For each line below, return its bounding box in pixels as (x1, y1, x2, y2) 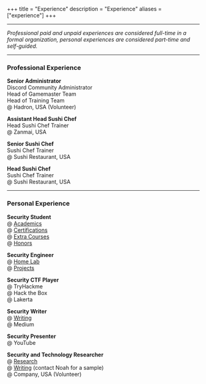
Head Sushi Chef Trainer (7, 122, 69, 129)
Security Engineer (7, 251, 54, 258)
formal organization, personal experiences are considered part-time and (7, 36, 190, 43)
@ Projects (7, 264, 35, 272)
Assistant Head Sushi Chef (7, 115, 77, 123)
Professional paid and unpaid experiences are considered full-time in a (7, 29, 187, 36)
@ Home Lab (7, 258, 40, 265)
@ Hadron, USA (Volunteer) (7, 104, 76, 111)
